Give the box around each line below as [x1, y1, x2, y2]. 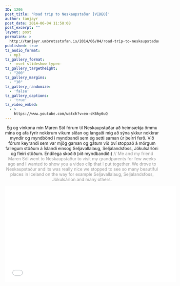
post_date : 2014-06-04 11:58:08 [5, 20, 71, 26]
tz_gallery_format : [5, 57, 45, 62]
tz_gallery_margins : [5, 75, 47, 80]
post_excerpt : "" [5, 25, 40, 30]
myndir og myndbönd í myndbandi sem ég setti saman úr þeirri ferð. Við [9, 135, 155, 141]
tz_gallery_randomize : [5, 84, 51, 89]
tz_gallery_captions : [5, 93, 49, 98]
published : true [5, 43, 38, 48]
